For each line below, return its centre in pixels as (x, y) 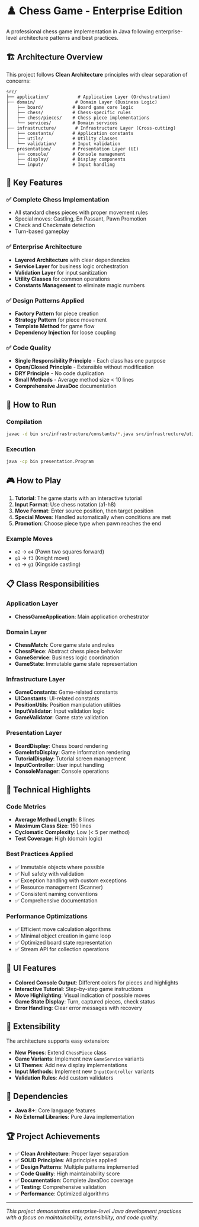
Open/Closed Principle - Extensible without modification (84, 367)
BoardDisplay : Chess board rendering (61, 745)
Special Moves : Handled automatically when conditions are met (93, 517)
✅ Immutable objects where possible (60, 867)
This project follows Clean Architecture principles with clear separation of (97, 74)
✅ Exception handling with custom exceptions (71, 880)
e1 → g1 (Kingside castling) (48, 564)
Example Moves (30, 539)
